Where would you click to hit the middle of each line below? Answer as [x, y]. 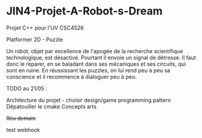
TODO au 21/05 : [27, 88]
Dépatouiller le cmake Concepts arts [52, 106]
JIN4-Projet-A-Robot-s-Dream [84, 11]
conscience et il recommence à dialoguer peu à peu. [71, 77]
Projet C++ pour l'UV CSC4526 [45, 28]
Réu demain [21, 118]
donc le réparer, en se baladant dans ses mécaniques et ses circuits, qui [96, 64]
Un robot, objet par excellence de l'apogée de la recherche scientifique [95, 51]
